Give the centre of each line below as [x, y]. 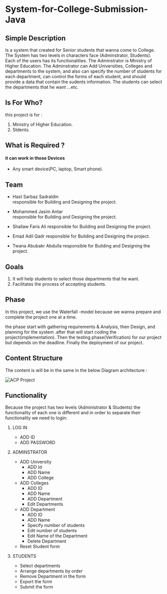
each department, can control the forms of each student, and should [76, 76]
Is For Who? [24, 103]
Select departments [40, 566]
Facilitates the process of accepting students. [59, 284]
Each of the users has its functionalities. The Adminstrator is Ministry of [79, 60]
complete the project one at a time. [41, 317]
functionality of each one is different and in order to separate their [73, 413]
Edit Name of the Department [57, 536]
